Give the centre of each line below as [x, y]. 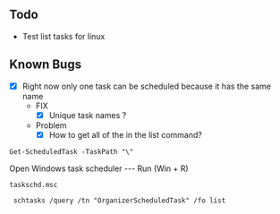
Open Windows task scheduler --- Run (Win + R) [99, 168]
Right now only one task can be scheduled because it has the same [146, 86]
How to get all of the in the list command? [126, 134]
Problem [51, 125]
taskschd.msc [34, 184]
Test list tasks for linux [64, 36]
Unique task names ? [88, 115]
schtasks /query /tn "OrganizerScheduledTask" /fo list [119, 201]
